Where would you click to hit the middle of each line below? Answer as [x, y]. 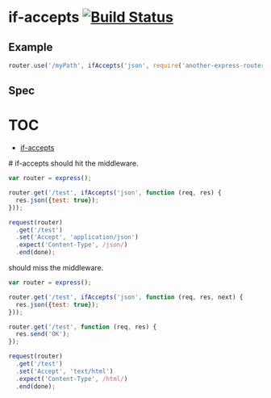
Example [31, 47]
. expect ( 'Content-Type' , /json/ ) [72, 245]
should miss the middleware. [56, 268]
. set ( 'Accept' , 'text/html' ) [65, 371]
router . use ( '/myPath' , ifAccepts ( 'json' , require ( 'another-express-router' [138, 65]
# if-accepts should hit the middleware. [73, 163]
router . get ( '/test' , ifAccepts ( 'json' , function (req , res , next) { [126, 297]
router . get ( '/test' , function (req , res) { [83, 327]
